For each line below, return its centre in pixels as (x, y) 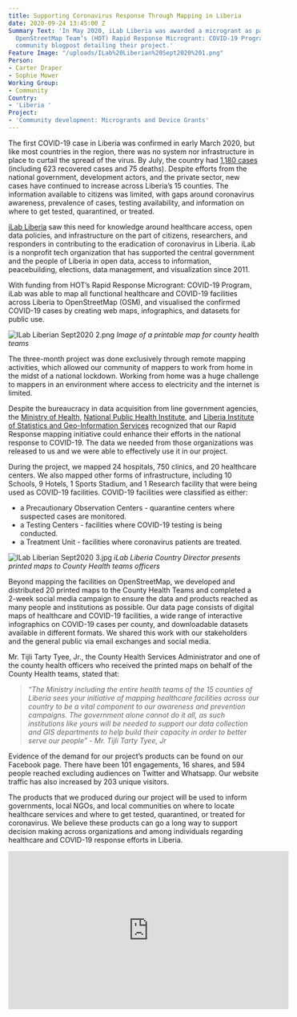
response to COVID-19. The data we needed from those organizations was (131, 442)
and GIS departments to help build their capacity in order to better (137, 732)
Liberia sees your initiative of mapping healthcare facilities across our (144, 698)
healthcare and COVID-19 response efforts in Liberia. (96, 840)
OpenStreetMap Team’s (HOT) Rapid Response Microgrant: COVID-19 (127, 38)
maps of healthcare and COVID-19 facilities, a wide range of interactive (125, 616)
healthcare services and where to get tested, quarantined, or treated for (127, 814)
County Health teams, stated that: (64, 673)
